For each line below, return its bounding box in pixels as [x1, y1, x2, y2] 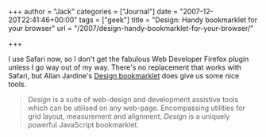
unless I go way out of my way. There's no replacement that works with [8, 63, 242, 72]
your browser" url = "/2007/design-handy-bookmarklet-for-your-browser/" [8, 24, 254, 32]
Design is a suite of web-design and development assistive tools [27, 95, 239, 104]
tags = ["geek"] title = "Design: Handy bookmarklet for [79, 15, 258, 25]
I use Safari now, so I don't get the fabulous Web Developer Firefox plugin [8, 55, 249, 63]
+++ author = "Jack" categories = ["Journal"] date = [8, 7, 179, 16]
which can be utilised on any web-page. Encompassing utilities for [27, 103, 245, 112]
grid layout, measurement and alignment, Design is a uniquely [27, 112, 230, 121]
